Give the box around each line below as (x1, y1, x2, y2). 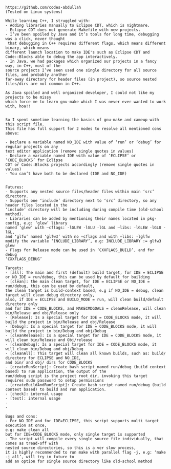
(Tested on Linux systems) (5, 9, 63, 14)
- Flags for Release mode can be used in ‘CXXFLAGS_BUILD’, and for (5, 248, 155, 253)
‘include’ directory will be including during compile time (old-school (5, 207, 164, 212)
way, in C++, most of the (5, 63, 60, 68)
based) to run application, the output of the (5, 369, 106, 374)
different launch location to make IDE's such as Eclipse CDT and (5, 50, 150, 55)
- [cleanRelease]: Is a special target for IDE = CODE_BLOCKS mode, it (5, 333, 161, 338)
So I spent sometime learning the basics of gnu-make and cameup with (5, 117, 159, 122)
